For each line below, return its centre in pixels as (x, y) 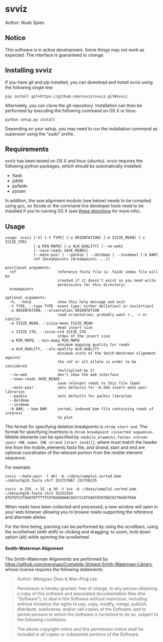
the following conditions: (42, 619)
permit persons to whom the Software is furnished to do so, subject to (88, 615)
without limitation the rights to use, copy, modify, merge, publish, (82, 604)
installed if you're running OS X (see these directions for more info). (73, 211)
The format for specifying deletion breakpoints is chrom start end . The (76, 427)
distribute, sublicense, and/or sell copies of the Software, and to (81, 609)
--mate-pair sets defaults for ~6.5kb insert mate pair (78, 388)
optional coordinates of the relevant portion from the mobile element (74, 453)
